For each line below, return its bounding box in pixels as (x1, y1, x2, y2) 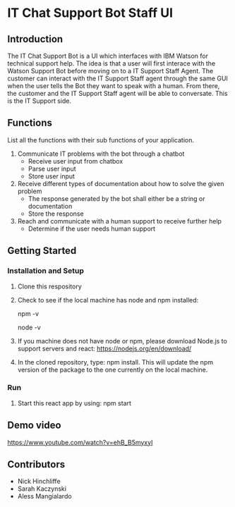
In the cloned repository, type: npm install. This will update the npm (17, 358, 214, 366)
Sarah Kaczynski (17, 484, 67, 493)
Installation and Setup (7, 266, 85, 276)
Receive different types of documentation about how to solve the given (17, 179, 224, 188)
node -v (17, 323, 41, 331)
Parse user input (28, 164, 76, 173)
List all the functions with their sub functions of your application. (7, 135, 195, 144)
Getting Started (7, 245, 77, 257)
